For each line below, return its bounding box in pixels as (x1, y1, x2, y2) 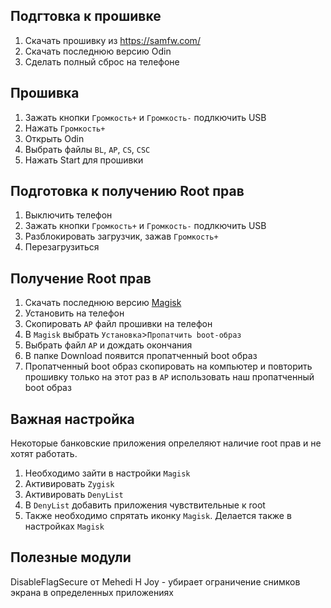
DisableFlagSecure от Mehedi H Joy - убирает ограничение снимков (10, 575, 301, 588)
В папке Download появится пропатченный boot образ (24, 350, 258, 362)
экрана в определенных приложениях (10, 586, 174, 598)
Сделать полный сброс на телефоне (24, 55, 180, 68)
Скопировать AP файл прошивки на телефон (24, 318, 213, 330)
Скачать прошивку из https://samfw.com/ (24, 34, 201, 46)
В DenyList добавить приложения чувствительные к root (24, 499, 266, 511)
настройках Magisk (24, 520, 105, 533)
